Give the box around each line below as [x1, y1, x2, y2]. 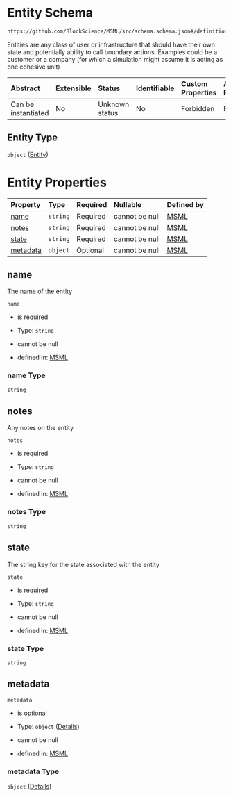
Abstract [10, 83, 40, 93]
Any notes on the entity [7, 424, 74, 432]
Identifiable [135, 83, 175, 93]
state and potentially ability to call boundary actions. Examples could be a [7, 47, 218, 56]
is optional [17, 709, 47, 717]
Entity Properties [7, 174, 107, 190]
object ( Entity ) [7, 150, 49, 158]
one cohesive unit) [7, 63, 60, 71]
